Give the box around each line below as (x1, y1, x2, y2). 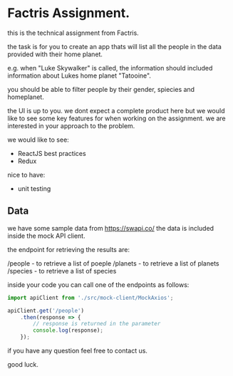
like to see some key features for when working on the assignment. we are (7, 114, 226, 122)
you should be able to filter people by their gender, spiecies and (7, 85, 195, 93)
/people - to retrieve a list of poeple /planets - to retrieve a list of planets (7, 258, 219, 268)
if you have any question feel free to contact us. (7, 347, 148, 355)
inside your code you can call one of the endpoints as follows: (7, 280, 190, 289)
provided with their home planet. (7, 50, 103, 58)
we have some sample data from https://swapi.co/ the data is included (7, 224, 214, 232)
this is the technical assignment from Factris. (7, 28, 139, 37)
